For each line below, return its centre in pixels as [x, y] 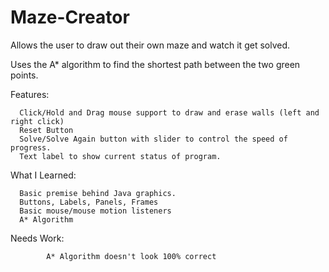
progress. [31, 147]
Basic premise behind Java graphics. [98, 193]
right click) [37, 121]
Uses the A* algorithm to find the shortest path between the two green [155, 64]
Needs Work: [37, 238]
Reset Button [46, 130]
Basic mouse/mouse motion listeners [95, 211]
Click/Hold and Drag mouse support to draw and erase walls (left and [169, 112]
